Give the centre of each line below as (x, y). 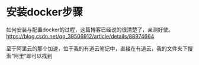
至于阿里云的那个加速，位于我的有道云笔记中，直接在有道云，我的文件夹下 (97, 48)
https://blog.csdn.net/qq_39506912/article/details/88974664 (80, 36)
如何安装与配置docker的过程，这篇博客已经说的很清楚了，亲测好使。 (90, 30)
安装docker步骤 (44, 12)
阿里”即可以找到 (33, 56)
